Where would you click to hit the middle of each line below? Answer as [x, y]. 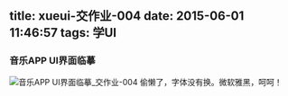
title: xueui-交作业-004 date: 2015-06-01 [127, 16]
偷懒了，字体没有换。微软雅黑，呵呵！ [211, 82]
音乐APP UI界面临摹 [53, 61]
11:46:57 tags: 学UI [63, 33]
